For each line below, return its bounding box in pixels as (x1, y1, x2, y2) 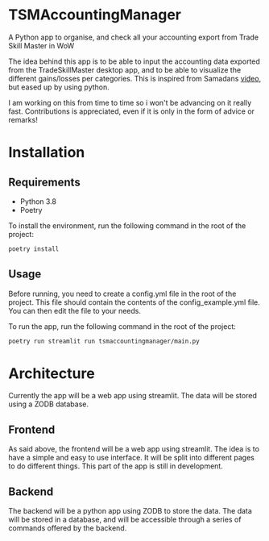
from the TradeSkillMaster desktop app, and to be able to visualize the (8, 65, 242, 74)
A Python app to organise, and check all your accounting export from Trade (8, 32, 259, 42)
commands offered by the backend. (8, 523, 127, 533)
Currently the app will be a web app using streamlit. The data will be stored (8, 391, 258, 401)
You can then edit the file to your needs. (8, 306, 141, 315)
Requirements (8, 175, 81, 189)
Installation (8, 144, 85, 162)
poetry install (8, 244, 60, 253)
